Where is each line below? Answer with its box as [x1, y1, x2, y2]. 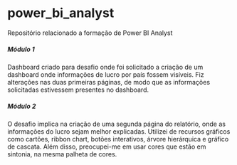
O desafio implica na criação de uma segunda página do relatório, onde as [7, 119, 226, 128]
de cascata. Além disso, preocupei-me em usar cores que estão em [7, 142, 206, 151]
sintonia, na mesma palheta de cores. [7, 149, 117, 158]
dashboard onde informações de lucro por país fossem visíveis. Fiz [7, 70, 204, 79]
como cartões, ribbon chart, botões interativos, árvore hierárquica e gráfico [7, 134, 229, 143]
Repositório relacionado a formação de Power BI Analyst [7, 28, 173, 37]
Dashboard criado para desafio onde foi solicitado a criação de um [7, 63, 204, 71]
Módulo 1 [7, 45, 35, 53]
